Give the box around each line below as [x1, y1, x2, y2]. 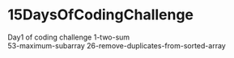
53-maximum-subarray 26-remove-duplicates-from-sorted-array [7, 40, 226, 50]
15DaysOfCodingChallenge [7, 6, 194, 24]
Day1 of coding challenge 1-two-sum [7, 32, 130, 42]
